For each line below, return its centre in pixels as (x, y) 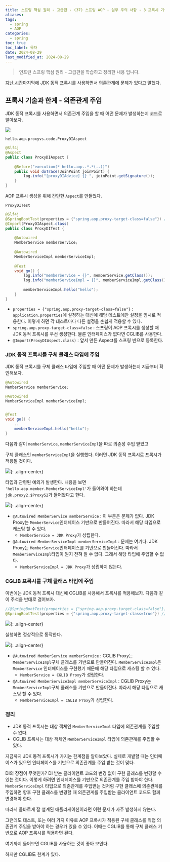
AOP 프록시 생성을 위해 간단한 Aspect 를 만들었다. (54, 196)
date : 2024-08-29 (24, 52)
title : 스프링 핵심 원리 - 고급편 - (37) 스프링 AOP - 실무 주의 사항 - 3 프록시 (82, 10)
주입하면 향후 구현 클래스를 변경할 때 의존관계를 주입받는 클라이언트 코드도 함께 (83, 792)
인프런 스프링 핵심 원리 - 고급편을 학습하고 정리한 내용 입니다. (79, 72)
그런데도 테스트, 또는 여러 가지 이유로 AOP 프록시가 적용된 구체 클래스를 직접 (80, 820)
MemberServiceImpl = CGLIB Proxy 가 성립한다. (67, 700)
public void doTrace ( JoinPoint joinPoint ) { (62, 171)
